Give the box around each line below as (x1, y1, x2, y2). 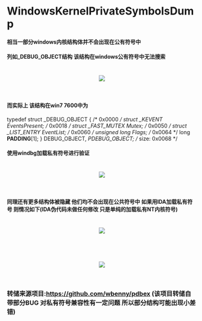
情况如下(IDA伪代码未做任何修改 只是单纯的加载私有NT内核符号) (18, 206, 178, 213)
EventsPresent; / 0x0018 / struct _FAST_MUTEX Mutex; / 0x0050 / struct (7, 122, 187, 129)
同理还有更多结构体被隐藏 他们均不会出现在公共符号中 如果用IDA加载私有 (7, 198, 188, 206)
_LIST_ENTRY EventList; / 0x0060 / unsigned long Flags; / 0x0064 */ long (7, 128, 191, 135)
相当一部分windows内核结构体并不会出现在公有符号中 (7, 38, 141, 45)
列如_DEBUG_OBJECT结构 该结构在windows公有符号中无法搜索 (7, 53, 166, 60)
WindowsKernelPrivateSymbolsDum (7, 4, 194, 18)
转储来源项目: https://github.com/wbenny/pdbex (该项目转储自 (7, 290, 192, 298)
